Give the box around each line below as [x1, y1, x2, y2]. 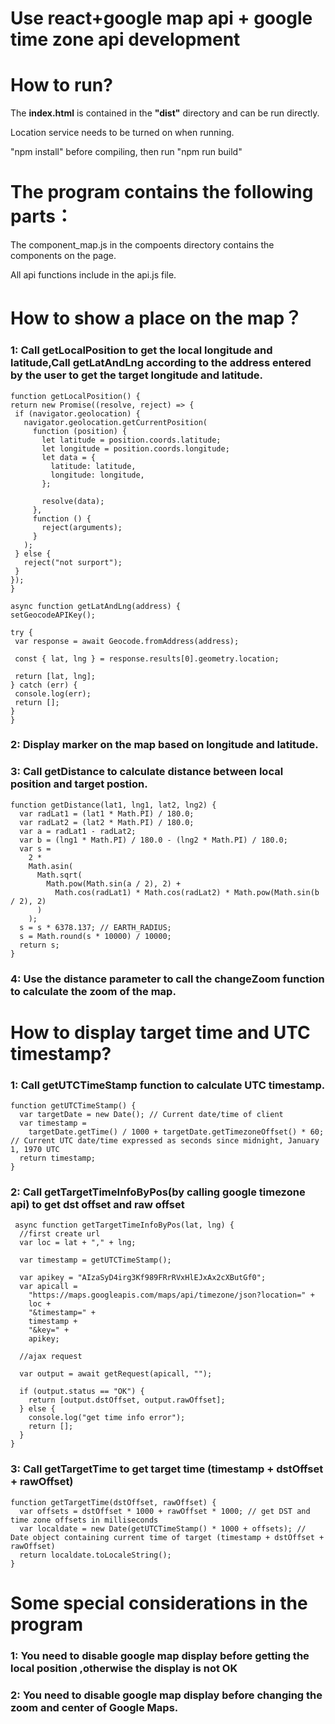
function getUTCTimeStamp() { [10, 1101, 137, 1111]
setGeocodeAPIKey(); [10, 610, 97, 620]
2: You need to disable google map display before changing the [10, 1688, 323, 1702]
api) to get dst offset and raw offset [10, 1198, 185, 1212]
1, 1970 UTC [10, 1145, 60, 1155]
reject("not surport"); [23, 557, 123, 567]
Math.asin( [28, 861, 74, 871]
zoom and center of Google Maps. [10, 1700, 179, 1714]
